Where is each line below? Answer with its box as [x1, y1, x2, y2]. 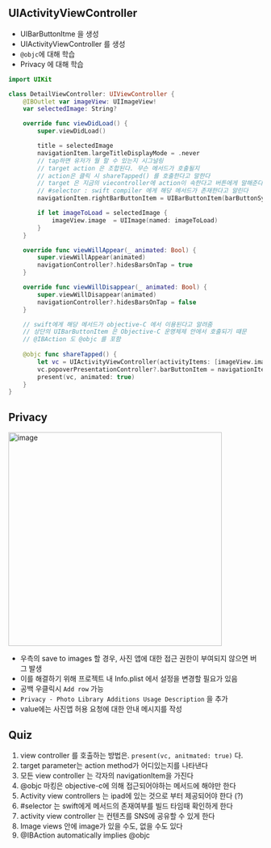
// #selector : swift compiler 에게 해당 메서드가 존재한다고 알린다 [37, 187, 248, 195]
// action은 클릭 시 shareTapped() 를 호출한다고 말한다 [37, 171, 211, 180]
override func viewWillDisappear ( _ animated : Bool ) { [23, 283, 207, 292]
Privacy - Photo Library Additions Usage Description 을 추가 [19, 694, 228, 704]
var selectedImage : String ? [23, 105, 117, 113]
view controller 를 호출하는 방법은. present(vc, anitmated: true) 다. [19, 750, 244, 760]
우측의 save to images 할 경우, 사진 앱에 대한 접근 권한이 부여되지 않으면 [19, 654, 248, 664]
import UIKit [8, 75, 52, 83]
